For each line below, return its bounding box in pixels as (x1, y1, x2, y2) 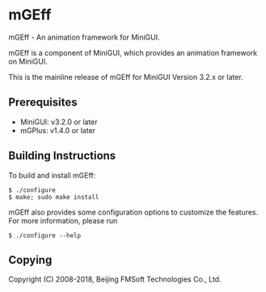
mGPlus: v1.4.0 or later (19, 125, 95, 135)
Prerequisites (8, 95, 78, 110)
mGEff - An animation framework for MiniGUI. (8, 32, 160, 42)
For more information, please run (8, 215, 118, 225)
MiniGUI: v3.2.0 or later (19, 117, 99, 127)
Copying (8, 252, 53, 267)
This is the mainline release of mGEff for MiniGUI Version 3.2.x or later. (8, 72, 244, 81)
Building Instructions (8, 149, 116, 163)
